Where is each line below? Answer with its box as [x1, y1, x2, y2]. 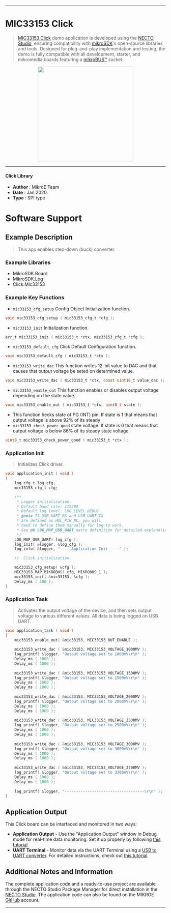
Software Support [5, 213, 82, 224]
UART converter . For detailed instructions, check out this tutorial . [12, 852, 149, 859]
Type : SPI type [12, 195, 45, 201]
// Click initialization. [14, 555, 72, 561]
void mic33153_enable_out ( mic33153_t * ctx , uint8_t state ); [5, 402, 142, 407]
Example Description [5, 232, 73, 242]
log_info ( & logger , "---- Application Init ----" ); [14, 546, 129, 552]
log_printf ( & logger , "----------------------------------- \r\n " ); [14, 789, 163, 794]
